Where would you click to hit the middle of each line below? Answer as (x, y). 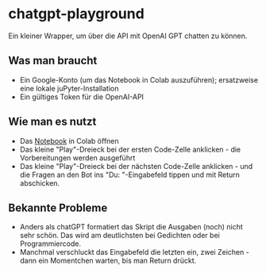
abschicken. (40, 183)
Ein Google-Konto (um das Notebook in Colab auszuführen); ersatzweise (139, 79)
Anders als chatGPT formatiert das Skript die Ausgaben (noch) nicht (131, 227)
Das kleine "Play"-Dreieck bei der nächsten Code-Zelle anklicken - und (136, 166)
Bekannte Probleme (58, 208)
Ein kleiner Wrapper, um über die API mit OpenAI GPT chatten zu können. (128, 36)
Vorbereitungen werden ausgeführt (77, 158)
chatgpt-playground (76, 14)
